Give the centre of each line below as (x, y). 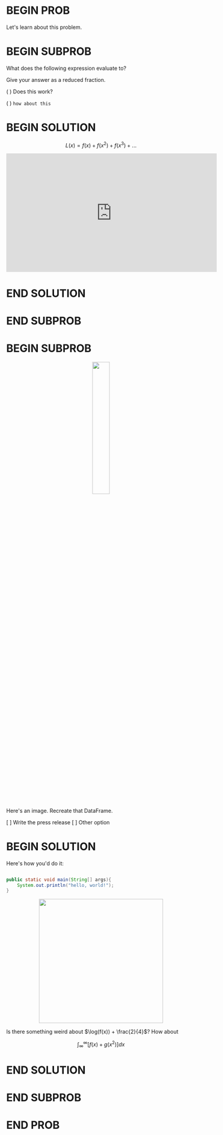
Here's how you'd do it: (35, 863)
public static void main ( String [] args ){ (59, 880)
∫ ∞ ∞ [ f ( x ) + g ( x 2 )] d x (101, 1045)
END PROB (33, 1125)
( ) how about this (29, 103)
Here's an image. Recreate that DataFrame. (60, 810)
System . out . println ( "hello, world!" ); (66, 885)
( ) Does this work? (29, 92)
